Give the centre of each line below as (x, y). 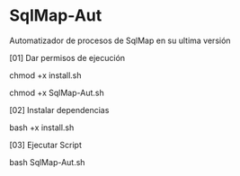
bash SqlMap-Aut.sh (47, 162)
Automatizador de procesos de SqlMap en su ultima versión (120, 40)
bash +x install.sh (42, 128)
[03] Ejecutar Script (46, 145)
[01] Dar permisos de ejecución (67, 57)
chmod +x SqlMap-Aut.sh (57, 92)
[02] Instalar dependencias (59, 110)
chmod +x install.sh (46, 75)
